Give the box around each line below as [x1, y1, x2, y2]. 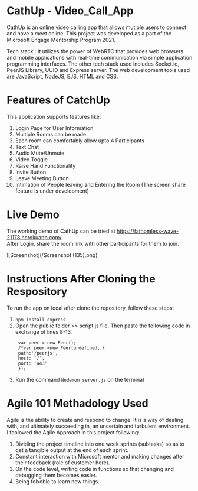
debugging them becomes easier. [15, 472, 97, 479]
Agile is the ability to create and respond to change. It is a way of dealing [6, 416, 184, 423]
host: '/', [18, 355, 45, 361]
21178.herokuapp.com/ [6, 233, 62, 240]
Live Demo [6, 208, 60, 222]
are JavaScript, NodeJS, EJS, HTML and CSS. [6, 73, 118, 80]
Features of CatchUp [6, 93, 111, 107]
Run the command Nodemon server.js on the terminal [15, 376, 144, 383]
